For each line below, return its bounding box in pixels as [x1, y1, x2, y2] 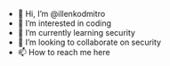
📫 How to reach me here [17, 47, 110, 57]
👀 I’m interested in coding [17, 18, 112, 29]
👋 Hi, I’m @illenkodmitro [17, 9, 106, 19]
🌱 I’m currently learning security [17, 28, 136, 37]
